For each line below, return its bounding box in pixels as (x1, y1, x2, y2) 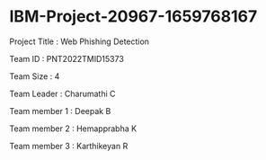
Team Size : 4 (9, 70, 60, 82)
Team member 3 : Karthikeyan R (9, 140, 129, 151)
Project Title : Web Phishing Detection (9, 36, 150, 47)
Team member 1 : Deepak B (9, 105, 111, 116)
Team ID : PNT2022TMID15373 (9, 53, 124, 64)
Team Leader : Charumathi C (9, 88, 116, 99)
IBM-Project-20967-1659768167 (9, 6, 258, 27)
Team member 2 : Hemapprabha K (9, 123, 137, 134)
